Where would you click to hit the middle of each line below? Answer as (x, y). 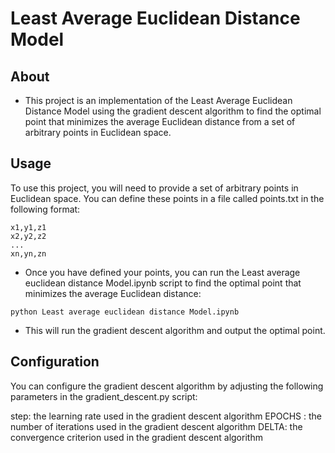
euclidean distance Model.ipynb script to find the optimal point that (163, 283)
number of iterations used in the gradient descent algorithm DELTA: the (156, 426)
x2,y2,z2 (28, 236)
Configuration (55, 362)
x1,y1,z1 (28, 227)
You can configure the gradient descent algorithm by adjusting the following (167, 386)
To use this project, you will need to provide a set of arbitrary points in (154, 188)
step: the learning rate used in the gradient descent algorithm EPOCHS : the (166, 416)
